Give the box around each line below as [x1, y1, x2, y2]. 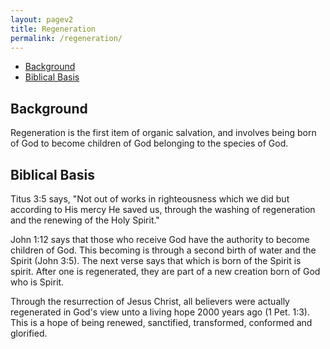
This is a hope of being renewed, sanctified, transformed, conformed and [10, 317, 313, 328]
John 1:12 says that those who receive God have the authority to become [10, 234, 310, 245]
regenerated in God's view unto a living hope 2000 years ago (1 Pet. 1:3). [10, 306, 310, 318]
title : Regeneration [10, 24, 97, 34]
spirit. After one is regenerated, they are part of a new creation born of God [10, 266, 321, 277]
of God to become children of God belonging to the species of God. [10, 137, 289, 150]
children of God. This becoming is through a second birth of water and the [10, 244, 317, 256]
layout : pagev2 [10, 14, 74, 25]
